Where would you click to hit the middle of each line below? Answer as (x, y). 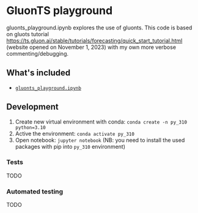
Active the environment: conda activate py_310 (75, 133)
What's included (38, 73)
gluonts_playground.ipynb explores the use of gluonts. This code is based (99, 28)
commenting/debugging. (38, 53)
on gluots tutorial (28, 34)
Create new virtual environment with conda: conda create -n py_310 (101, 121)
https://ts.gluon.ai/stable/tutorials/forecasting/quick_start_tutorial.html (94, 40)
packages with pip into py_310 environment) (70, 146)
